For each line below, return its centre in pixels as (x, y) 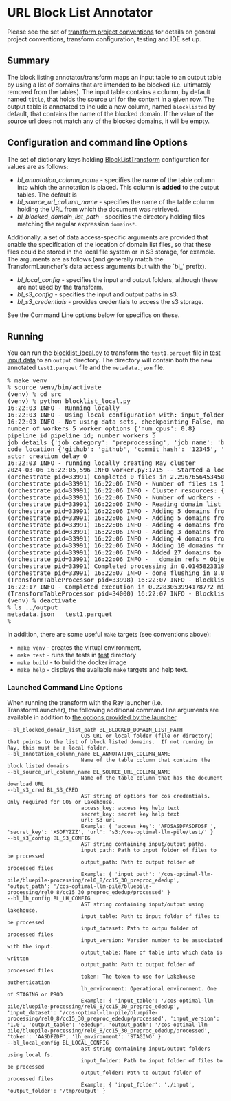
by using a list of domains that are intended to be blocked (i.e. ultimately (109, 85)
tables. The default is (47, 195)
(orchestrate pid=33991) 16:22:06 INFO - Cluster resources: (112, 491)
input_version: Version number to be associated (152, 940)
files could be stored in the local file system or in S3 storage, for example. (111, 252)
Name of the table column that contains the (146, 760)
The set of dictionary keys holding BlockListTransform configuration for (108, 159)
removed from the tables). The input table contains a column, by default (109, 91)
